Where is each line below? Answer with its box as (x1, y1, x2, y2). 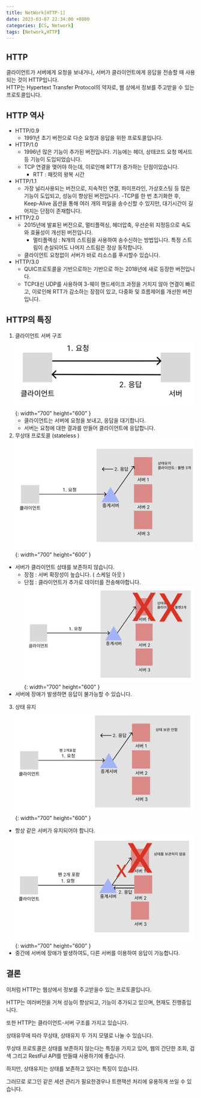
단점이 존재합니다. (40, 207, 82, 214)
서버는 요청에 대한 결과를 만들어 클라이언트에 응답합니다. (23, 424, 156, 432)
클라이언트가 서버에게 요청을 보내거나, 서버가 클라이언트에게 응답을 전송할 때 (6, 69, 184, 76)
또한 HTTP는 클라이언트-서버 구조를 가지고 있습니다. (6, 1019, 129, 1026)
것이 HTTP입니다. (17, 76, 59, 84)
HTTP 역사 (6, 110, 44, 121)
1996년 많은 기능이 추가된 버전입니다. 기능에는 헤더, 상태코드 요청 (23, 148, 177, 155)
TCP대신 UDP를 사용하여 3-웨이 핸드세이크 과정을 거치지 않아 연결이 (23, 280, 184, 288)
